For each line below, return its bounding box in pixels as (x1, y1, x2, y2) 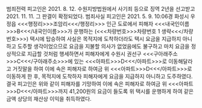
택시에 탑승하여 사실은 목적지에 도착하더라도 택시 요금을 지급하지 (30, 35, 181, 42)
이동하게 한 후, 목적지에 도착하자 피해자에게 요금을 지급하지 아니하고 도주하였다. (6, 73, 193, 80)
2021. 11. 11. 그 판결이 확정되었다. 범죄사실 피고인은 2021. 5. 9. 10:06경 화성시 (6, 13, 189, 20)
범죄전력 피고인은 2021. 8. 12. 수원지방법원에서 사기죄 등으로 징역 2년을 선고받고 (6, 5, 195, 12)
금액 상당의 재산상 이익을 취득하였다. (6, 95, 92, 102)
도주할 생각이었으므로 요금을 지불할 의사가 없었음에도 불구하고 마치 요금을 (17, 43, 190, 50)
